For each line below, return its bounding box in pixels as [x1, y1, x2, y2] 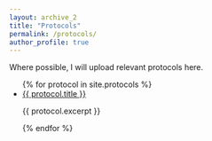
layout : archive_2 [9, 12, 77, 22]
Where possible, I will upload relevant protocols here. [9, 62, 204, 73]
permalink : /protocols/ [9, 29, 98, 38]
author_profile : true [9, 37, 90, 47]
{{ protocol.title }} [21, 89, 87, 99]
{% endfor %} [21, 123, 74, 134]
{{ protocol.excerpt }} [21, 106, 101, 116]
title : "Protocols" [9, 21, 82, 30]
